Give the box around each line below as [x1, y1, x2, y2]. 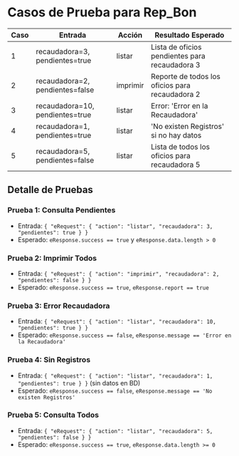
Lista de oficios [150, 42, 202, 52]
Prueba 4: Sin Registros [7, 355, 91, 365]
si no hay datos [150, 130, 202, 140]
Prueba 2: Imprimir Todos [7, 253, 97, 263]
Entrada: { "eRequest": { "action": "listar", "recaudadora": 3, [17, 222, 213, 230]
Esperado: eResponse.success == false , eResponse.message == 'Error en [17, 331, 232, 339]
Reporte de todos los [150, 71, 221, 81]
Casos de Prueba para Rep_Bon [7, 4, 197, 21]
